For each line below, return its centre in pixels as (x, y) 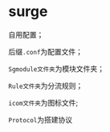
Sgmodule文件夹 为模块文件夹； (56, 68)
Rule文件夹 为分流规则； (46, 86)
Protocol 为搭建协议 (41, 119)
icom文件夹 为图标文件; (43, 102)
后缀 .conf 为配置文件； (45, 51)
